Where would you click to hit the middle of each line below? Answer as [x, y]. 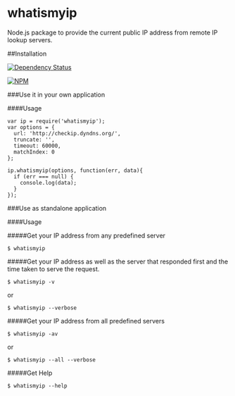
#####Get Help [30, 373]
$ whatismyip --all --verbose [52, 360]
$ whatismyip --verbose [42, 308]
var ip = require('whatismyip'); [56, 121]
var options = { [31, 127]
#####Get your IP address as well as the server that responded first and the [118, 261]
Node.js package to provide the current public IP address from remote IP [113, 32]
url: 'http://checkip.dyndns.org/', [67, 133]
